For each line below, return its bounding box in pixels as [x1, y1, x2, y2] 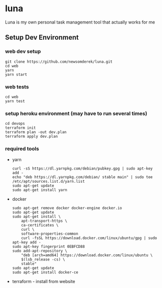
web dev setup [5, 48, 41, 55]
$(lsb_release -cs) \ [21, 257, 65, 262]
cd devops [5, 121, 25, 126]
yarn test [5, 98, 25, 103]
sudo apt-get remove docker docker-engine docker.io [12, 205, 122, 211]
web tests [5, 83, 29, 90]
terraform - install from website [12, 278, 75, 284]
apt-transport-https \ [21, 218, 68, 223]
